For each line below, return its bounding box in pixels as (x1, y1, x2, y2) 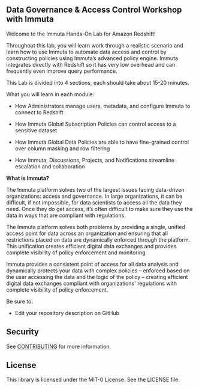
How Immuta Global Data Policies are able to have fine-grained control (14, 138, 189, 145)
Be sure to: (6, 298, 33, 305)
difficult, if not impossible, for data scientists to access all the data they (6, 198, 182, 206)
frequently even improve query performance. (6, 67, 118, 75)
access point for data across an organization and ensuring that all (6, 230, 168, 237)
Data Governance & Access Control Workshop (6, 5, 182, 15)
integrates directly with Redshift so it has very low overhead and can (6, 61, 176, 68)
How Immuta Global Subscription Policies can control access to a (14, 120, 176, 127)
